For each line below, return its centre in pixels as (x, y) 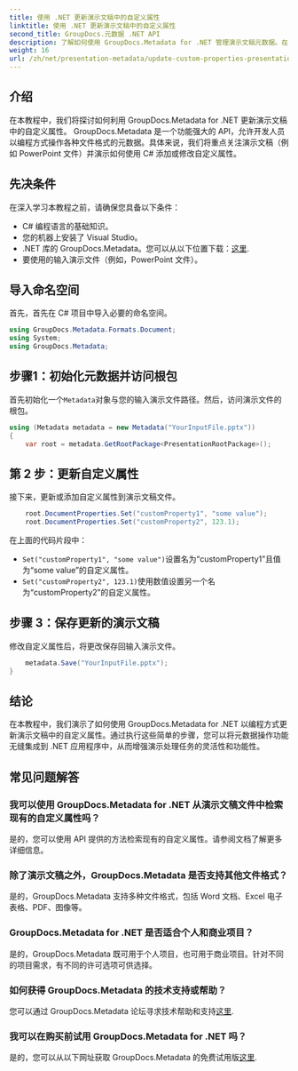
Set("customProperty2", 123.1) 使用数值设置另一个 (115, 581)
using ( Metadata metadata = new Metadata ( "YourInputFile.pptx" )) (132, 428)
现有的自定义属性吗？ (55, 818)
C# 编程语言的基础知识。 (67, 226)
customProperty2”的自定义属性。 (94, 593)
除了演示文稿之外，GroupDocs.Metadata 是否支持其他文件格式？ (149, 875)
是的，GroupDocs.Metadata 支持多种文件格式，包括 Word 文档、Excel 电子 (146, 896)
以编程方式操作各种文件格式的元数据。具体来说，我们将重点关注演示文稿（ (145, 142)
